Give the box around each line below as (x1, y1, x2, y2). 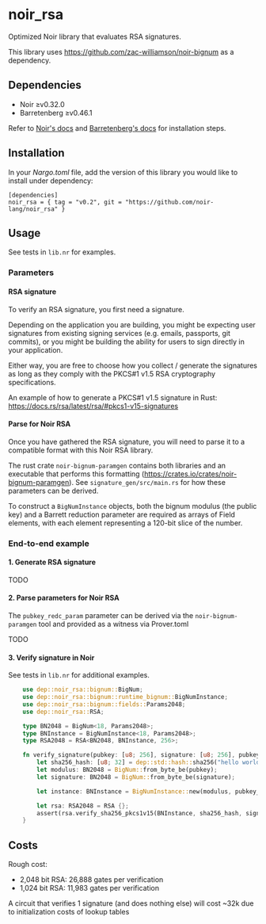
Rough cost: (8, 860, 47, 869)
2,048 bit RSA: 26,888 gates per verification (19, 875, 164, 884)
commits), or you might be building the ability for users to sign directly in (8, 337, 245, 346)
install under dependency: (8, 176, 93, 185)
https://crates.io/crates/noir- (143, 469, 237, 479)
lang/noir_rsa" (8, 204, 59, 213)
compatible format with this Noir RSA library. (8, 445, 154, 455)
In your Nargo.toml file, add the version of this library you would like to (8, 167, 238, 177)
